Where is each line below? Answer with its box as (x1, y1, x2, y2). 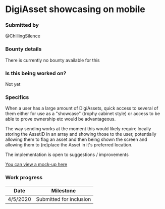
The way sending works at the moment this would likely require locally (5, 126, 151, 132)
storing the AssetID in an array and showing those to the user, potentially (5, 131, 156, 137)
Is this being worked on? (5, 70, 67, 77)
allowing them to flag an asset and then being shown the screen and (5, 136, 147, 142)
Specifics (5, 94, 29, 100)
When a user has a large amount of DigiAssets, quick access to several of (5, 105, 158, 112)
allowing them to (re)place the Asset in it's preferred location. (5, 142, 133, 148)
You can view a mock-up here (5, 162, 68, 168)
